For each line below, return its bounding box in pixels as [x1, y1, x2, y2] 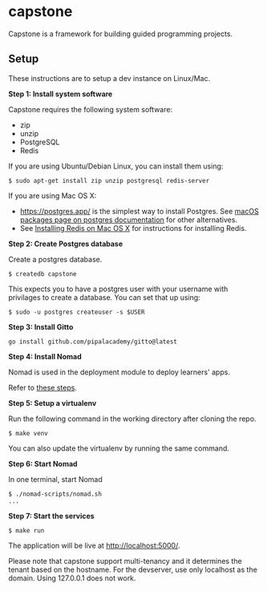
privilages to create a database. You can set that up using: [8, 292, 200, 302]
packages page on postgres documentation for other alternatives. [19, 215, 238, 225]
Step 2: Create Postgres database [8, 239, 123, 249]
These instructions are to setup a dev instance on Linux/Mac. [8, 73, 211, 83]
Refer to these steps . [8, 383, 78, 392]
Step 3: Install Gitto [8, 322, 74, 331]
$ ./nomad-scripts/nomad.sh [8, 490, 103, 498]
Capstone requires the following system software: [8, 104, 173, 114]
